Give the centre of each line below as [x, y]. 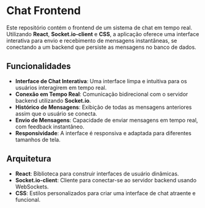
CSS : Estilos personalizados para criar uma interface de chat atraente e [105, 193]
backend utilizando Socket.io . [53, 100]
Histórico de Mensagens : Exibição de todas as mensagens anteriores [103, 107]
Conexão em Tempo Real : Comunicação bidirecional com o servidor [102, 94]
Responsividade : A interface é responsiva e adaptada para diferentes [103, 133]
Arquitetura [29, 159]
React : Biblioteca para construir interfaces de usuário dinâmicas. [97, 173]
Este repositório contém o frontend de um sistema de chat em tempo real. [99, 28]
